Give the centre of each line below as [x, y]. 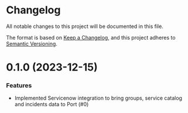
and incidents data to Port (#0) [52, 104]
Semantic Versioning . [32, 44]
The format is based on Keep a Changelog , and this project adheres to [91, 37]
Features [19, 86]
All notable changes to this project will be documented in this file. [85, 26]
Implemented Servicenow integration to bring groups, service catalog [98, 98]
